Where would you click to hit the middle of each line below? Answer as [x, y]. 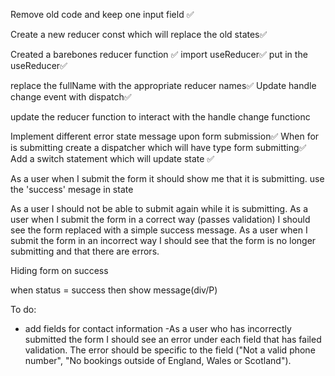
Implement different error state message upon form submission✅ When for [165, 136]
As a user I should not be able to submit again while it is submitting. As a [159, 208]
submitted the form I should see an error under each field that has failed [173, 339]
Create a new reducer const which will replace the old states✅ [139, 34]
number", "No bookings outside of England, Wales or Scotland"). [158, 360]
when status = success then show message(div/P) [114, 290]
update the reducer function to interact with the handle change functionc [160, 117]
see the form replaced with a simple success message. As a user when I [159, 230]
